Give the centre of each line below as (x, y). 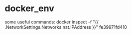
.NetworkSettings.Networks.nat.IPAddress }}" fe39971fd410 (66, 27)
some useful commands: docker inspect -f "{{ (52, 22)
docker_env (29, 9)
